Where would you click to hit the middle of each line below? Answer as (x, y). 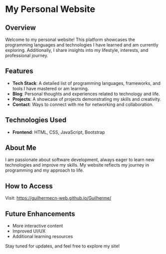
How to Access (29, 186)
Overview (21, 28)
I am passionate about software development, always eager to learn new (80, 160)
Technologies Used (36, 120)
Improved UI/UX (29, 231)
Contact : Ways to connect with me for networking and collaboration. (83, 104)
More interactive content (38, 226)
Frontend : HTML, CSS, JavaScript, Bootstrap (59, 132)
